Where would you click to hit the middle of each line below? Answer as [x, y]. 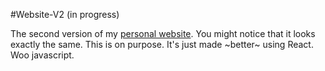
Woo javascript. [42, 55]
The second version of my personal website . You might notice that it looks [163, 33]
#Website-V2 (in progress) [65, 14]
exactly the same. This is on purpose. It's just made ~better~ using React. [162, 44]
